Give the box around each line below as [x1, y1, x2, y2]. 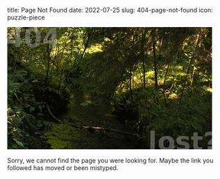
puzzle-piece [7, 13, 45, 22]
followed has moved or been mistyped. [7, 164, 119, 172]
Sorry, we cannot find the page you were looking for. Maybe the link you [7, 156, 214, 164]
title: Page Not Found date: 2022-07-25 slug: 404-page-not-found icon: [7, 6, 213, 14]
